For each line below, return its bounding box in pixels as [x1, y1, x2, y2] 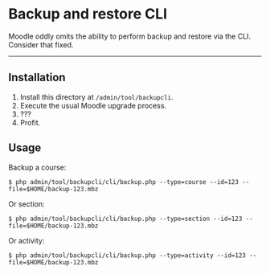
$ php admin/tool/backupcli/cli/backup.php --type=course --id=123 [8, 178, 239, 186]
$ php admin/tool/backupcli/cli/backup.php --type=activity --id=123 [8, 251, 247, 260]
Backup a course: [8, 162, 67, 172]
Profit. [19, 117, 41, 127]
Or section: [8, 198, 46, 209]
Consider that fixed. [8, 39, 74, 49]
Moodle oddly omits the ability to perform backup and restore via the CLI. [8, 31, 252, 41]
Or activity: [8, 235, 45, 245]
